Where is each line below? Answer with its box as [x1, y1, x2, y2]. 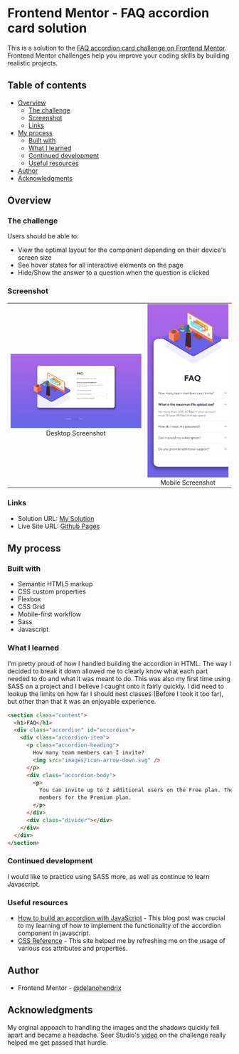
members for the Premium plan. [38, 794, 132, 801]
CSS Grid [17, 603, 45, 611]
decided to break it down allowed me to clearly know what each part [7, 667, 208, 675]
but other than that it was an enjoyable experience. [7, 697, 156, 705]
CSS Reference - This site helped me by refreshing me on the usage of [17, 937, 225, 945]
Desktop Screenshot [46, 428, 106, 437]
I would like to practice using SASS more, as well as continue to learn [7, 872, 210, 880]
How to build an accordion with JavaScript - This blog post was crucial [17, 914, 225, 922]
